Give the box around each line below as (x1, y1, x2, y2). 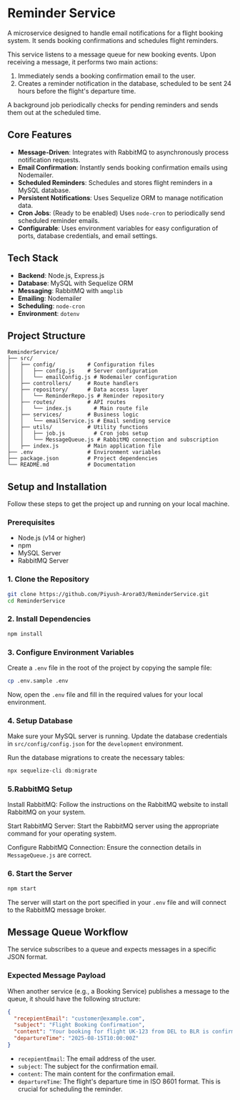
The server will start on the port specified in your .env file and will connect (7, 898, 226, 906)
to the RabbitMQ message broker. (7, 906, 106, 914)
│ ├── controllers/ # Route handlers (7, 380, 139, 387)
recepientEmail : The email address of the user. (17, 1054, 156, 1063)
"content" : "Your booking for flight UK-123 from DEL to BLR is (14, 1028, 209, 1036)
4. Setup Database (7, 715, 73, 725)
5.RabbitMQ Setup (7, 784, 73, 794)
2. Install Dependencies (7, 614, 91, 624)
